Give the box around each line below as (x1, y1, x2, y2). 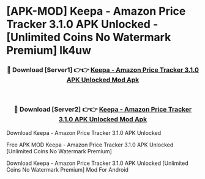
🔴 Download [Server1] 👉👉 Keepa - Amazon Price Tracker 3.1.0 (7, 66, 199, 74)
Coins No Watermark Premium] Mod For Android (6, 166, 129, 173)
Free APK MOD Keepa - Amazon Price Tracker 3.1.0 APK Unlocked (6, 141, 174, 148)
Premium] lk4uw (6, 44, 92, 58)
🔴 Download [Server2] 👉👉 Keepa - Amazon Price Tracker (13, 105, 192, 114)
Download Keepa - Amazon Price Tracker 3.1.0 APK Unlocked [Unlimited (6, 159, 188, 167)
